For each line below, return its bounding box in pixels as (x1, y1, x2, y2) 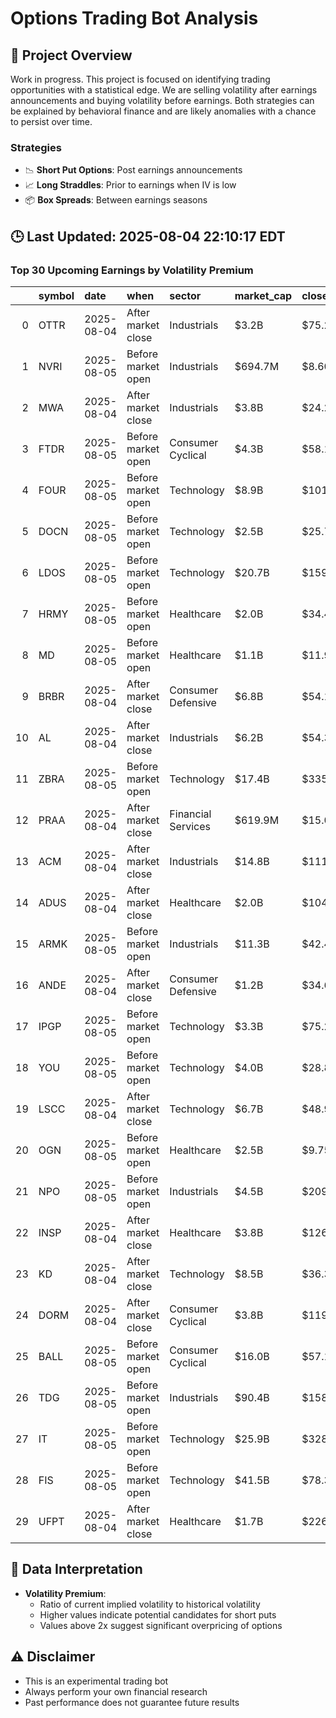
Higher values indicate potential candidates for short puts (39, 1608, 277, 1621)
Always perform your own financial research (24, 1685, 208, 1697)
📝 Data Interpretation (10, 1561, 143, 1578)
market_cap (234, 288, 293, 302)
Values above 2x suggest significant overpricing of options (39, 1619, 283, 1631)
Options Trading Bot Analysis (10, 7, 259, 30)
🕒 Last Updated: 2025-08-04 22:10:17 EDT (10, 228, 286, 245)
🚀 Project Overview (10, 47, 133, 64)
